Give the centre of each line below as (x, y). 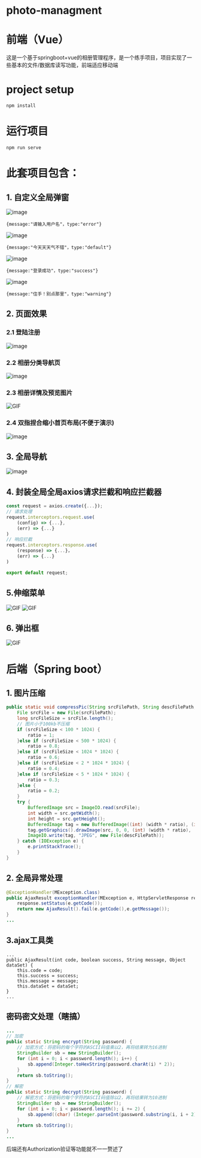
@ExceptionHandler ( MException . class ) (53, 892)
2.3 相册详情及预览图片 (39, 393)
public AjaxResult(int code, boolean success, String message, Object (96, 960)
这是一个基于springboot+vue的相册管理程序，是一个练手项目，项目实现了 (97, 58)
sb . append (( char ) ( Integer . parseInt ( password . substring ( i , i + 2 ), (113, 1114)
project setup (40, 90)
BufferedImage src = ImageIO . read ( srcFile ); (84, 808)
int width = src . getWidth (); (64, 813)
